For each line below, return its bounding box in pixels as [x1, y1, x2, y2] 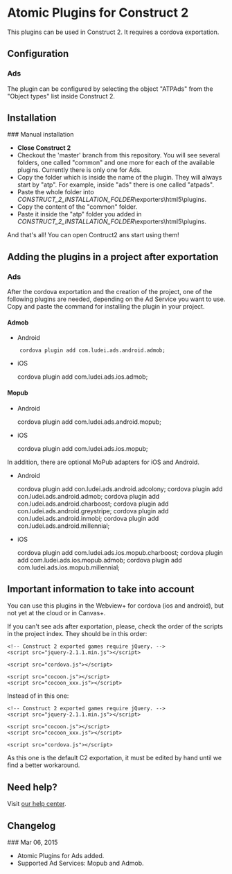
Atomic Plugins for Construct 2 [7, 5, 189, 21]
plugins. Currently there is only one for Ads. [17, 166, 142, 174]
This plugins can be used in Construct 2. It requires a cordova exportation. [7, 28, 220, 36]
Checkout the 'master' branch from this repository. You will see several [17, 151, 220, 160]
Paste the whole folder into [17, 188, 95, 196]
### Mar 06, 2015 [7, 838, 58, 846]
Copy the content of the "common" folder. [17, 203, 138, 211]
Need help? [7, 781, 57, 793]
